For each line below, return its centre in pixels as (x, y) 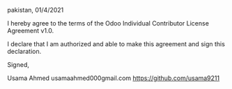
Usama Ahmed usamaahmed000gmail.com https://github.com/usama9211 (114, 78)
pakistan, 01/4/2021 (36, 10)
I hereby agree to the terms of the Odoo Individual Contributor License (108, 23)
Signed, (18, 65)
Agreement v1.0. (31, 31)
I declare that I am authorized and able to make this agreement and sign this (116, 44)
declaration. (24, 51)
